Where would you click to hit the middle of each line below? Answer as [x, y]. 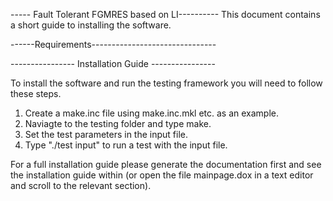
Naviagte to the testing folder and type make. [118, 123]
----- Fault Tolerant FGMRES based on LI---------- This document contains [165, 14]
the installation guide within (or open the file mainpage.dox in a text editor [162, 175]
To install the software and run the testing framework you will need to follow [166, 83]
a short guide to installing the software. [91, 25]
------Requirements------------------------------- [113, 44]
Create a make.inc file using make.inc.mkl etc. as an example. [152, 113]
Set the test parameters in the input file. [106, 134]
